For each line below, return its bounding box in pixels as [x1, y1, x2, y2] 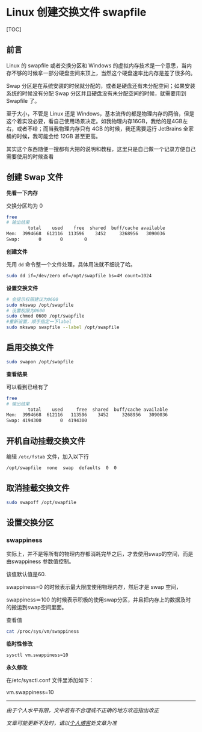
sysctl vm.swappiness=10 [6, 652, 69, 659]
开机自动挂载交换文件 [6, 435, 85, 446]
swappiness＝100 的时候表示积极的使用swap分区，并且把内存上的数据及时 [6, 596, 191, 603]
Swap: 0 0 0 [6, 236, 87, 242]
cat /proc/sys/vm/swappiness [6, 629, 79, 635]
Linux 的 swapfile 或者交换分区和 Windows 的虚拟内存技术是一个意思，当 [6, 61, 187, 69]
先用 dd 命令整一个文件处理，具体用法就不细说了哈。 [6, 260, 136, 268]
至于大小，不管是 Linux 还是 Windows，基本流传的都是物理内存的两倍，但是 [6, 109, 195, 117]
